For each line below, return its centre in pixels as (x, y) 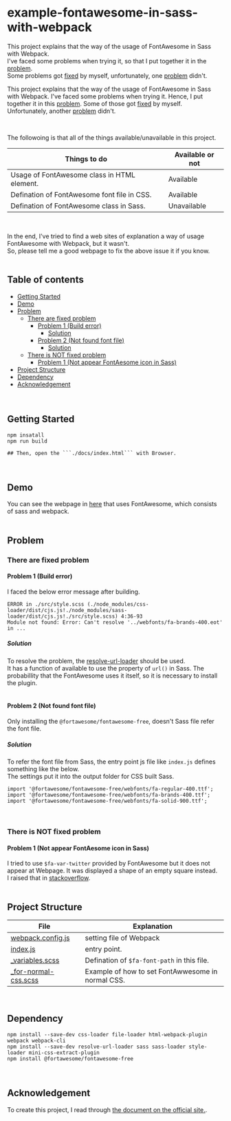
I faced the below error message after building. (74, 591)
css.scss (25, 980)
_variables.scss (35, 960)
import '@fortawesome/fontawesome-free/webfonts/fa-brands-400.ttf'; (109, 795)
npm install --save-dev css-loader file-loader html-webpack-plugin (107, 1034)
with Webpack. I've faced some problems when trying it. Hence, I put (105, 96)
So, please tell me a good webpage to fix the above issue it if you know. (109, 251)
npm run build (27, 441)
